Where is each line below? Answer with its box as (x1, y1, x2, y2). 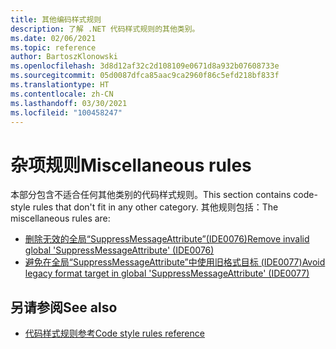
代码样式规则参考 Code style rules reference (24, 327, 205, 340)
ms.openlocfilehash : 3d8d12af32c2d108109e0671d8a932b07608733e (10, 61, 280, 71)
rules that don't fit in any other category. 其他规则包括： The (32, 201, 279, 213)
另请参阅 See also (10, 299, 118, 316)
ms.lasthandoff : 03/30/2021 (10, 98, 128, 108)
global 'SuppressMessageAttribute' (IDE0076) (24, 244, 215, 256)
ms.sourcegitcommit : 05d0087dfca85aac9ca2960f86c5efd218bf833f (10, 71, 280, 81)
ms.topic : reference (10, 42, 97, 53)
